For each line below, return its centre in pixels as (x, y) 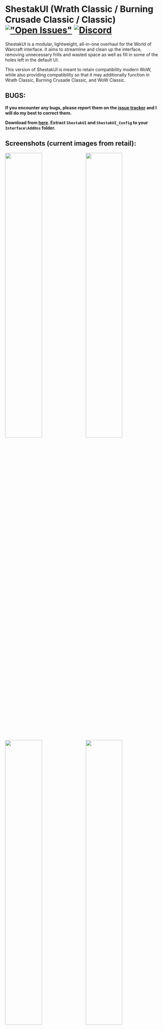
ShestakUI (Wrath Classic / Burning (79, 9)
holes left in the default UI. (32, 60)
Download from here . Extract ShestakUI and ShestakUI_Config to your (77, 122)
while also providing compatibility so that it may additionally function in (78, 75)
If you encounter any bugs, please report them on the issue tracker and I (81, 107)
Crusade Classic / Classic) (60, 20)
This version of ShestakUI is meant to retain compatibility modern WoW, (79, 69)
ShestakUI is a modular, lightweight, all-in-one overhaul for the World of (79, 44)
